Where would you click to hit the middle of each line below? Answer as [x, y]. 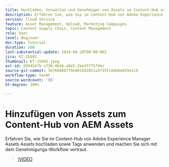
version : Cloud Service [30, 19]
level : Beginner [22, 38]
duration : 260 [20, 47]
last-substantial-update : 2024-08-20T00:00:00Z [56, 52]
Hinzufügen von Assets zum [66, 114]
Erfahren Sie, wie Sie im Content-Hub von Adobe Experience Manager [78, 138]
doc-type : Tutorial [26, 43]
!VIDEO [25, 159]
